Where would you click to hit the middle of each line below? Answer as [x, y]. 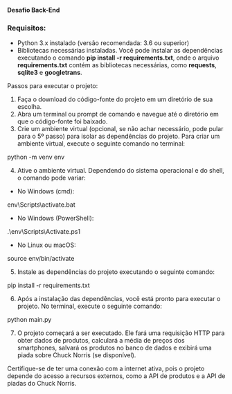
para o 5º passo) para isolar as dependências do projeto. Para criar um [118, 136]
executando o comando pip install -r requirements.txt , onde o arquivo [118, 58]
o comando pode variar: [52, 178]
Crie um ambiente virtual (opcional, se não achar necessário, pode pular [120, 129]
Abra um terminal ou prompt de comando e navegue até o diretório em [118, 114]
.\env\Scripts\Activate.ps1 [44, 232]
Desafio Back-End [34, 10]
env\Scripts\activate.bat [42, 205]
